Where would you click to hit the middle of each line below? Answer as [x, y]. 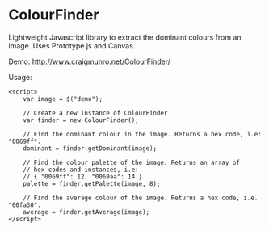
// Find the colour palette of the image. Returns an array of [132, 162]
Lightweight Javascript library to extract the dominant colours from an [125, 37]
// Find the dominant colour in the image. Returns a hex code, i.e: [143, 134]
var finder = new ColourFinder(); [81, 120]
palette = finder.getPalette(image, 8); [92, 183]
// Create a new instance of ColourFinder [95, 113]
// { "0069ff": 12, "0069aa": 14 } [83, 176]
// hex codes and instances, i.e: [81, 170]
